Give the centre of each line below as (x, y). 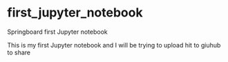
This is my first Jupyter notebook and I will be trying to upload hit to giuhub (114, 45)
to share (19, 52)
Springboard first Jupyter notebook (58, 32)
